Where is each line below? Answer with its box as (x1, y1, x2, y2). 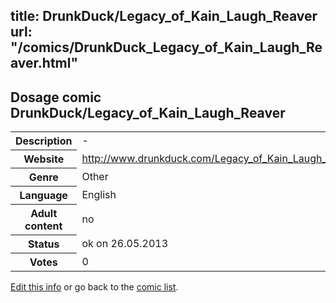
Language (19, 189, 68, 203)
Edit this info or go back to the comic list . (10, 281, 179, 293)
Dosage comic (10, 89, 102, 106)
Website (23, 152, 65, 166)
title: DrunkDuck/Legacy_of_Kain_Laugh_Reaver (10, 8, 318, 25)
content (24, 219, 63, 233)
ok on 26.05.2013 (81, 237, 169, 251)
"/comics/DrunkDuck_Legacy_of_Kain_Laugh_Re (10, 39, 323, 56)
